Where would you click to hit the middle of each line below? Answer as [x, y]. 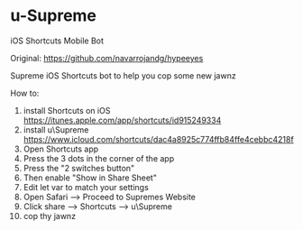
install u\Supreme [56, 129]
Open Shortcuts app [61, 149]
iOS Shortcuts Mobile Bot [57, 41]
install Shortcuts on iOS [67, 110]
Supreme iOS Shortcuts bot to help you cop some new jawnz [124, 75]
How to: [25, 93]
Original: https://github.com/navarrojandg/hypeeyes [107, 58]
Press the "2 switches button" [79, 168]
